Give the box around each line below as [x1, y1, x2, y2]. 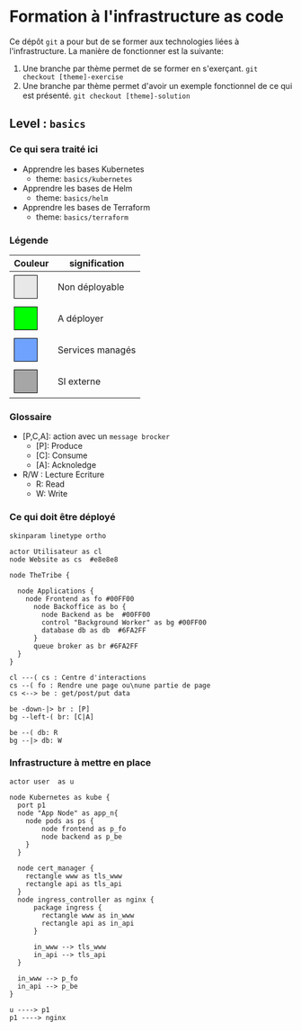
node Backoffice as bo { [32, 602, 127, 611]
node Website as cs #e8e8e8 [9, 555, 119, 564]
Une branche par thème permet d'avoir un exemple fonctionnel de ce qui [22, 80, 293, 91]
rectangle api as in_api [41, 919, 135, 928]
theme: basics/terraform [35, 211, 128, 222]
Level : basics [9, 116, 86, 131]
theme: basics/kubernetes [35, 173, 133, 184]
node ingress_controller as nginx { [17, 895, 155, 904]
